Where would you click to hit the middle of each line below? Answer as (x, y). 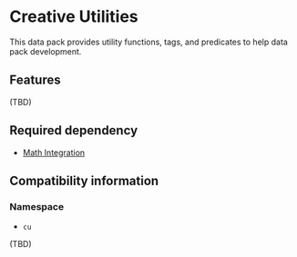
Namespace (37, 206)
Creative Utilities (74, 17)
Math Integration (54, 153)
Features (35, 80)
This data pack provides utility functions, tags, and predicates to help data (149, 42)
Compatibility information (84, 180)
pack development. (46, 51)
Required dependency (74, 130)
